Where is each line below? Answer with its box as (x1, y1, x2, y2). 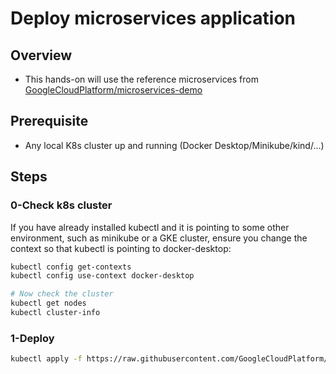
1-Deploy (10, 331, 55, 345)
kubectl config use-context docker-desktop (10, 271, 195, 281)
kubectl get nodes (10, 298, 87, 309)
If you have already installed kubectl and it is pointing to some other (10, 221, 290, 233)
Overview (10, 47, 73, 64)
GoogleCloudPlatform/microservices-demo (24, 84, 203, 96)
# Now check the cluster (10, 289, 114, 299)
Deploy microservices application (10, 7, 297, 30)
